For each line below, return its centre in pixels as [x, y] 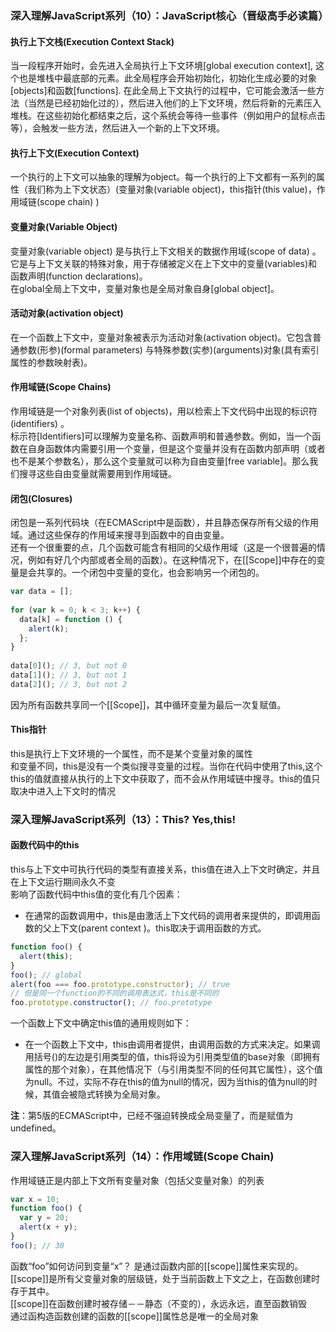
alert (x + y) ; [48, 1227]
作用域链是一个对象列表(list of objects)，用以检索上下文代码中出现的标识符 [164, 411]
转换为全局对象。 [130, 1094]
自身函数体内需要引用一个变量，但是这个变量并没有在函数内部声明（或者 [176, 448]
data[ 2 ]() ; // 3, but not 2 [69, 684]
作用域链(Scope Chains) [61, 387]
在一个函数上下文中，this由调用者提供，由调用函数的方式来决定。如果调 [172, 1044]
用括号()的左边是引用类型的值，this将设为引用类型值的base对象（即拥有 [172, 1057]
